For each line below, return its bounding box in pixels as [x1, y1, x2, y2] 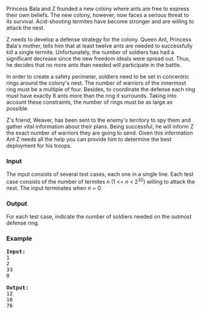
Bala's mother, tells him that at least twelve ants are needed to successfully [6, 42, 193, 49]
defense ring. [6, 219, 40, 227]
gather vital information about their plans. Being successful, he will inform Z [6, 123, 194, 130]
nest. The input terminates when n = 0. [6, 184, 102, 192]
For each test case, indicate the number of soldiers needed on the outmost [6, 213, 192, 220]
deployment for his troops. [6, 142, 72, 149]
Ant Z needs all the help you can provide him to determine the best [6, 136, 172, 143]
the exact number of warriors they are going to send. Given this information [6, 129, 194, 136]
